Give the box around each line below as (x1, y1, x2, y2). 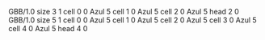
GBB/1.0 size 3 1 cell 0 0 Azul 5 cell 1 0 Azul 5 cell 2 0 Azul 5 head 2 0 (8, 7, 240, 16)
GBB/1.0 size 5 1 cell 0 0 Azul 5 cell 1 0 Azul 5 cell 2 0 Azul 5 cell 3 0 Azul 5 (8, 15, 257, 25)
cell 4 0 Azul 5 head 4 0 (8, 24, 88, 33)
